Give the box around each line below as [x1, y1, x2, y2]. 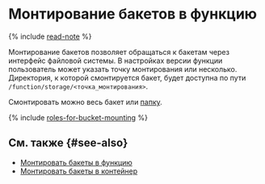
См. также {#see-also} [8, 136, 128, 150]
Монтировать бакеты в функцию [19, 157, 133, 167]
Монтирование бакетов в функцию [8, 5, 257, 23]
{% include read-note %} [8, 31, 92, 41]
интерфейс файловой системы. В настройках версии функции [8, 56, 223, 65]
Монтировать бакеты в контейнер [19, 166, 138, 176]
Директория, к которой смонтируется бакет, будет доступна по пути [8, 73, 246, 82]
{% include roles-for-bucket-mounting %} [8, 112, 148, 122]
